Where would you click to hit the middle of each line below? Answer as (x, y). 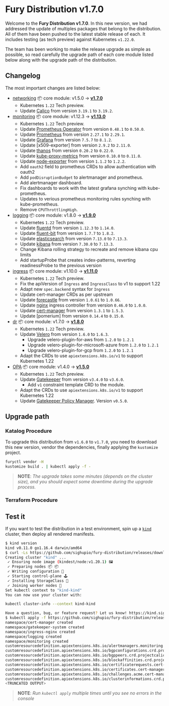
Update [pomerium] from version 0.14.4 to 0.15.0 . (72, 316)
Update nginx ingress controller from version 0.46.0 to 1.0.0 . (83, 305)
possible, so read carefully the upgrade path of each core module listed (79, 55)
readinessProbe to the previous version (61, 265)
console (26, 698)
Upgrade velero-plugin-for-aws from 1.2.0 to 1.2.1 (81, 339)
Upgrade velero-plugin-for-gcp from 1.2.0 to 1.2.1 (80, 350)
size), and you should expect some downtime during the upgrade (85, 482)
